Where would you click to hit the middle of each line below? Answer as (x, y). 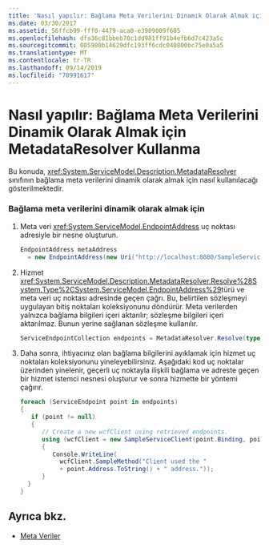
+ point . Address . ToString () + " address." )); (137, 469)
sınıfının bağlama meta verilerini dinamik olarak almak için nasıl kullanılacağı (133, 179)
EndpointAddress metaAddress (68, 249)
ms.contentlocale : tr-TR (50, 61)
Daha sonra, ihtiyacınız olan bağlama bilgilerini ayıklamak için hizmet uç (138, 353)
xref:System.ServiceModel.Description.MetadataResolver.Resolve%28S (139, 280)
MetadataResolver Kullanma (104, 149)
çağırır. (31, 387)
